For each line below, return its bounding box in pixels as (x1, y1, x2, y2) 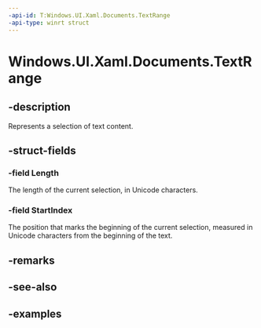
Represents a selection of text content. (8, 121, 134, 130)
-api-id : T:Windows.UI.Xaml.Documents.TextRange (8, 11, 171, 20)
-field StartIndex (8, 205, 73, 216)
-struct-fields (8, 144, 76, 157)
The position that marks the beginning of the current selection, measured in (8, 223, 253, 232)
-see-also (8, 280, 57, 294)
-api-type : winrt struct (8, 19, 90, 27)
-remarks (8, 253, 55, 267)
